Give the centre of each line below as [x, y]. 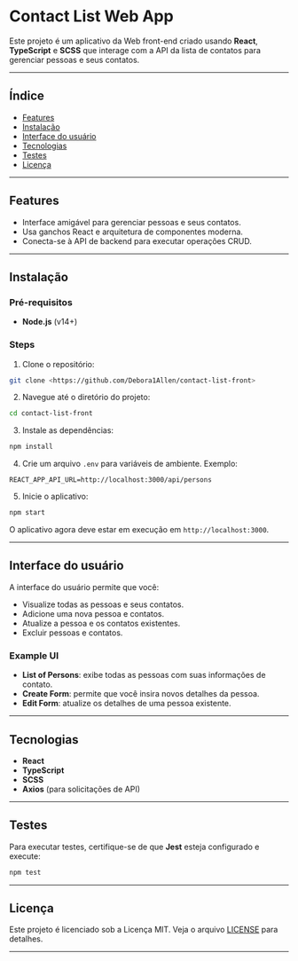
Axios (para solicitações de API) [81, 789]
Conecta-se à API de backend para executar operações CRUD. [137, 240]
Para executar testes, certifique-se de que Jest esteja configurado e [134, 847]
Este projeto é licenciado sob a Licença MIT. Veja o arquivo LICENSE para [144, 930]
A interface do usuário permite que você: [84, 587]
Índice [27, 96]
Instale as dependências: [67, 430]
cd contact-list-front [51, 414]
